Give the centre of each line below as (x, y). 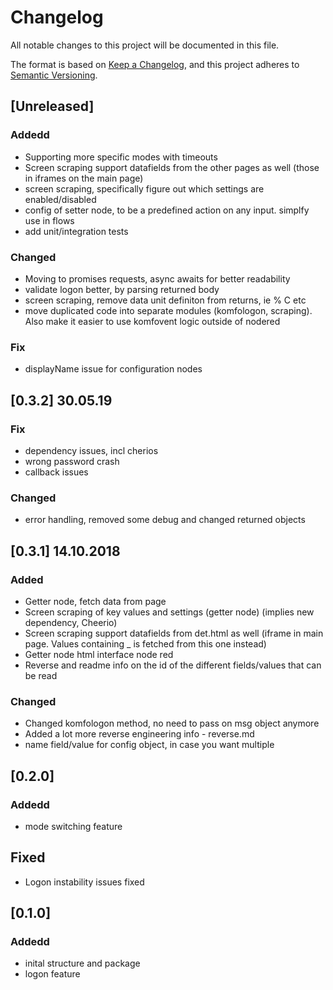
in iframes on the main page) (84, 178)
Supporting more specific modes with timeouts (121, 157)
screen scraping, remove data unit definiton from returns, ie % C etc (165, 300)
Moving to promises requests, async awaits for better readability (157, 278)
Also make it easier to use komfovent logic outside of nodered (152, 321)
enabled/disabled (60, 199)
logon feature (52, 974)
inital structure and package (82, 963)
